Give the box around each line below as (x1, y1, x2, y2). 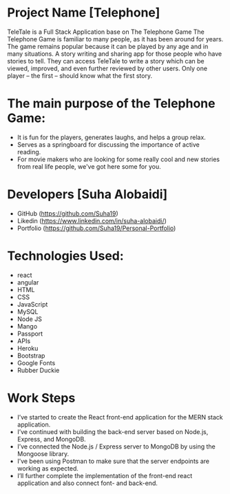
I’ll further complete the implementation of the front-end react (17, 471, 193, 480)
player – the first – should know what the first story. (7, 71, 153, 80)
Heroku (17, 344, 39, 352)
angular (17, 278, 39, 287)
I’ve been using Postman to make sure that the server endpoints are (17, 457, 210, 465)
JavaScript (17, 300, 48, 308)
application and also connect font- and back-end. (17, 479, 158, 487)
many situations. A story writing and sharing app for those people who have (7, 50, 222, 58)
